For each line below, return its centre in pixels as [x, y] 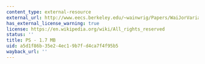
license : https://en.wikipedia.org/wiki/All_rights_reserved [86, 29]
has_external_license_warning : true [53, 23]
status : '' [20, 35]
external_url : [24, 18]
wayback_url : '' [27, 52]
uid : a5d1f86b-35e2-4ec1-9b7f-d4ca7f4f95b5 [63, 46]
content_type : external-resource [49, 12]
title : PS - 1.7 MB [31, 40]
